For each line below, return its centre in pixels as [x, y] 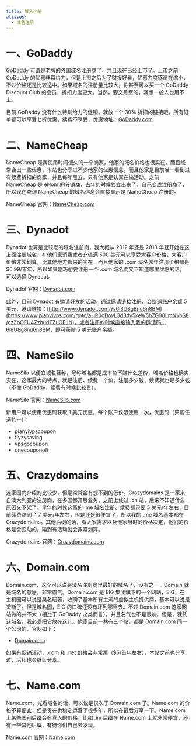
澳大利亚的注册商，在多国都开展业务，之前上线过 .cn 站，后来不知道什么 [98, 500]
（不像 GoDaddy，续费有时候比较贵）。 [52, 387]
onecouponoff [32, 450]
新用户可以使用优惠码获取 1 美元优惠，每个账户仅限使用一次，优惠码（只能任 [98, 412]
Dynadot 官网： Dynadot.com [41, 289]
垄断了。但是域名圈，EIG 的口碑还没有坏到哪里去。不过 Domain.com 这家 [94, 607]
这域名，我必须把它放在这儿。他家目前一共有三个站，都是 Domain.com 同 [94, 621]
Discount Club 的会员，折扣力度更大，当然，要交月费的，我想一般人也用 [93, 92]
